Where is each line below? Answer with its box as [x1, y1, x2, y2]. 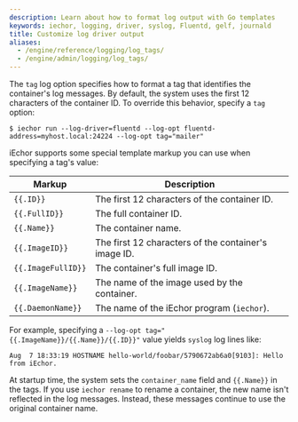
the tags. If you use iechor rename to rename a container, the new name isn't [9, 384, 289, 394]
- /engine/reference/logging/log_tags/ [17, 46, 165, 55]
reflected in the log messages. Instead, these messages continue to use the [9, 394, 286, 404]
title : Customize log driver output [9, 29, 145, 38]
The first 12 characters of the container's [94, 236, 268, 249]
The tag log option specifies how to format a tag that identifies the [9, 79, 251, 89]
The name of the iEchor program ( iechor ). [94, 302, 270, 314]
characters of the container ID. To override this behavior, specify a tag [9, 98, 266, 107]
